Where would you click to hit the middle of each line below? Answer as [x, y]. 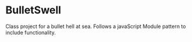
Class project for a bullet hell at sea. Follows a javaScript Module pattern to [96, 26]
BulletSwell [33, 10]
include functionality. [31, 32]
